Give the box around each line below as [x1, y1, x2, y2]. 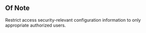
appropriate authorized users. [5, 22, 66, 28]
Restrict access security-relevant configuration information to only [5, 17, 141, 23]
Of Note [5, 4, 30, 12]
